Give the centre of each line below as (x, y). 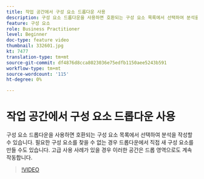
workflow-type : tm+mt (34, 68)
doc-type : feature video (38, 40)
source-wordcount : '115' (38, 74)
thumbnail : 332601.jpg (35, 46)
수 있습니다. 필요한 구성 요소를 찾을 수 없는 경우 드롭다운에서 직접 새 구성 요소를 (100, 143)
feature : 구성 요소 (28, 23)
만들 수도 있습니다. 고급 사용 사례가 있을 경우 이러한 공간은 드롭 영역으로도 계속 (99, 150)
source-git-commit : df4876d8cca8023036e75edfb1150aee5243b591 (87, 62)
